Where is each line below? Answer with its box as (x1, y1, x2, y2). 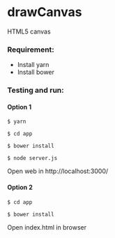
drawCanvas (7, 4, 82, 20)
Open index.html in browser (7, 223, 87, 231)
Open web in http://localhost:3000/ (7, 167, 109, 175)
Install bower (17, 68, 54, 77)
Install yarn (17, 61, 49, 69)
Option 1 (7, 103, 32, 111)
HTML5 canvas (7, 27, 51, 36)
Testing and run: (7, 85, 64, 95)
